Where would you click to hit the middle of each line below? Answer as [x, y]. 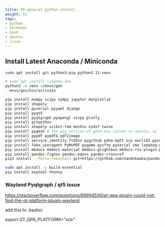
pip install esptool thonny [34, 172]
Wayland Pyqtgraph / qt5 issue [42, 184]
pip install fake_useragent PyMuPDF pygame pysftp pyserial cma [72, 145]
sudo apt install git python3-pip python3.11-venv [58, 73]
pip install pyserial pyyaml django [42, 108]
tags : [11, 19]
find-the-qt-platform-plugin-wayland [42, 201]
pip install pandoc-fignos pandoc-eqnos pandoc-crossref [65, 154]
